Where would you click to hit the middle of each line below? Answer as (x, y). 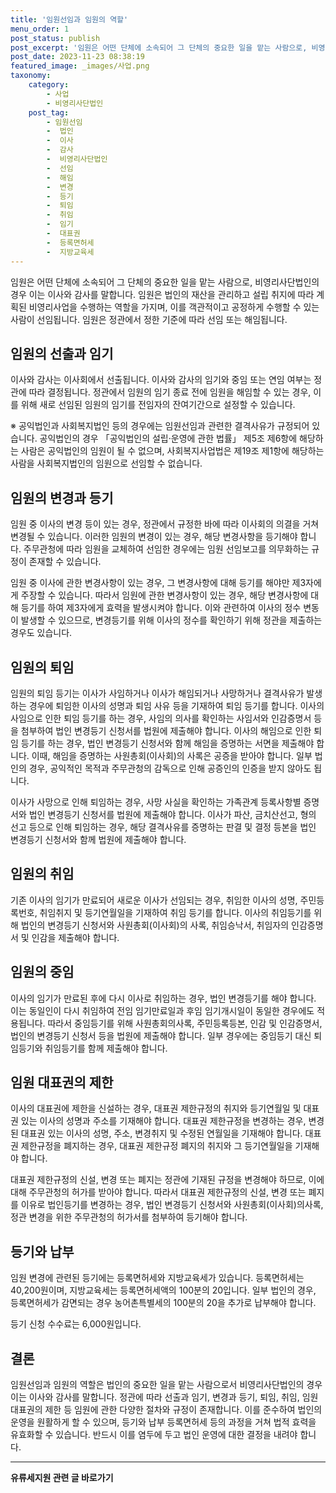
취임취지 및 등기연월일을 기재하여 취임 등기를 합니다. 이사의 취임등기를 (175, 912)
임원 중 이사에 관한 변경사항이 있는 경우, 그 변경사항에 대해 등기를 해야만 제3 (158, 583)
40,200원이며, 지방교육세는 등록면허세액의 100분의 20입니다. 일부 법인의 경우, (163, 1290)
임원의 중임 (42, 972)
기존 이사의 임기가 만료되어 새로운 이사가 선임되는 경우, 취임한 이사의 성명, (154, 900)
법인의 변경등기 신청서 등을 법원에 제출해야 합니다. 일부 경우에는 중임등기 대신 (161, 1035)
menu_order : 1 (40, 29)
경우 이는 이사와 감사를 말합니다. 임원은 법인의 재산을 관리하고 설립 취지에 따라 (162, 294)
